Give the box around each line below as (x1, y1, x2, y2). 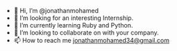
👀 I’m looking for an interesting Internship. (13, 14, 134, 22)
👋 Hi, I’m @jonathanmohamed (13, 7, 99, 14)
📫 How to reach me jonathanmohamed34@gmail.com (13, 37, 170, 44)
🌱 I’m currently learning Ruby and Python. (13, 21, 133, 29)
